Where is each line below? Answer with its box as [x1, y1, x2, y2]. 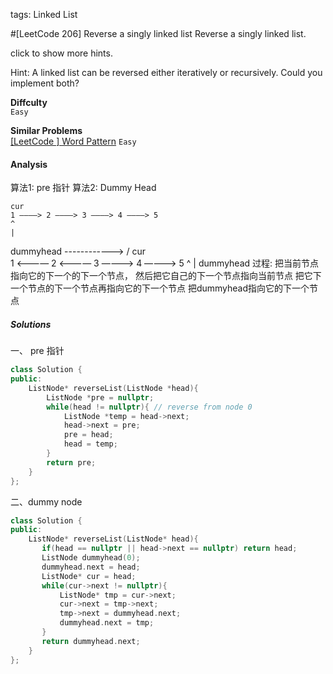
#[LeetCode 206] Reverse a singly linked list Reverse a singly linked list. [10, 28, 307, 39]
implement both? [10, 77, 80, 89]
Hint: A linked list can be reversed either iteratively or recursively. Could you [10, 67, 323, 78]
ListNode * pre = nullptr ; [46, 392, 155, 403]
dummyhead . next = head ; [41, 562, 141, 572]
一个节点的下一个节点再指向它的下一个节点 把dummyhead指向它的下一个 [10, 282, 310, 294]
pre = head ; [63, 430, 114, 440]
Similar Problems [10, 125, 83, 136]
